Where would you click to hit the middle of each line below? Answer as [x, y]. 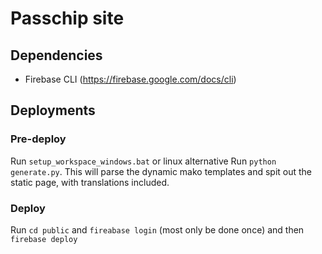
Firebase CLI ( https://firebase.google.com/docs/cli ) [130, 79]
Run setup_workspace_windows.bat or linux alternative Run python [143, 161]
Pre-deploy [38, 139]
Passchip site [67, 18]
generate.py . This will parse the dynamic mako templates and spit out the [161, 171]
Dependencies [56, 55]
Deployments [53, 110]
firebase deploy [44, 239]
